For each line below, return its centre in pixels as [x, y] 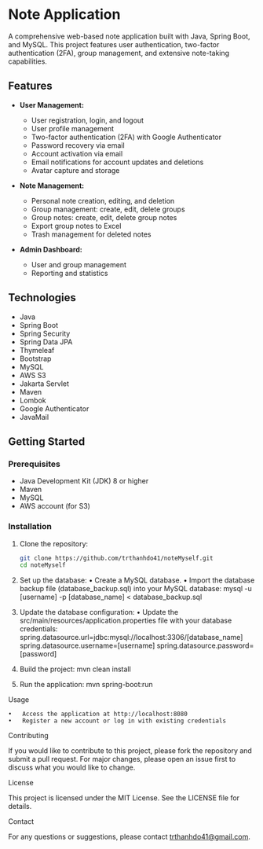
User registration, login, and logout [87, 120]
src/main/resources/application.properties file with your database [126, 621]
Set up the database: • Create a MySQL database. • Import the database [137, 580]
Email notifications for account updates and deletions [117, 162]
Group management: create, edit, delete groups [108, 209]
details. [20, 807]
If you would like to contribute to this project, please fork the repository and [130, 751]
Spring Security [45, 333]
